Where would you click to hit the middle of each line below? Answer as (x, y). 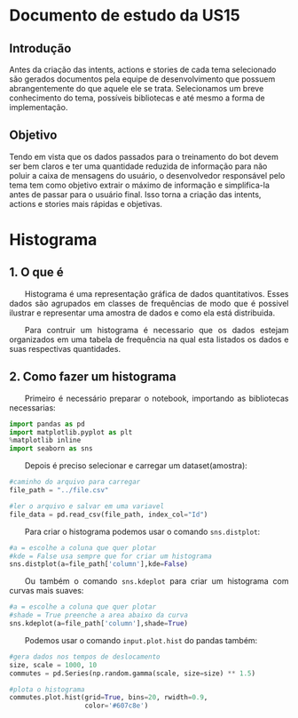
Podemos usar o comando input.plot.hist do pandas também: (141, 640)
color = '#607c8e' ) (117, 706)
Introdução (40, 48)
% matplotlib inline (45, 441)
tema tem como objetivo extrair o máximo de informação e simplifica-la (140, 185)
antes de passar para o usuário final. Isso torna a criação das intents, (135, 194)
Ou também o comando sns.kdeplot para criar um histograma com (157, 581)
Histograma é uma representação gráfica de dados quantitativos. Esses (157, 293)
